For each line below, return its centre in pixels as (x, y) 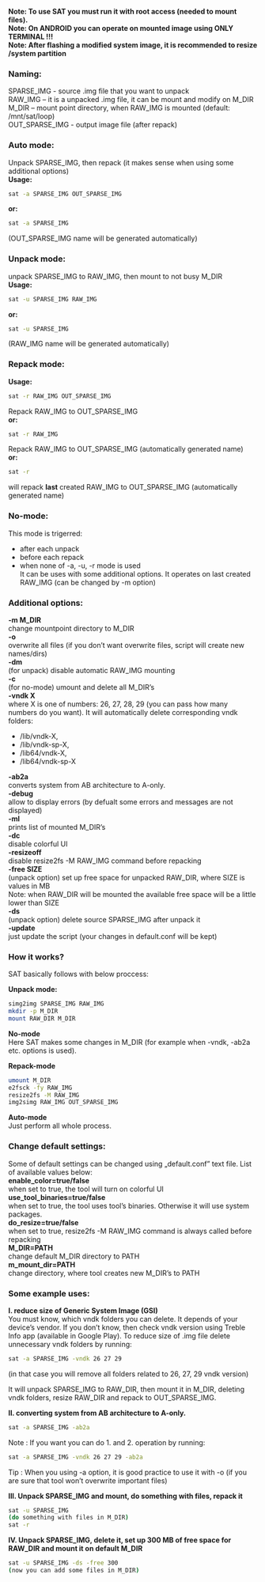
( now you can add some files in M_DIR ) (74, 1571)
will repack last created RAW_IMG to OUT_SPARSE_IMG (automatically (123, 487)
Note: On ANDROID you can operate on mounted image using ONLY (121, 28)
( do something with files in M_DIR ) (68, 1518)
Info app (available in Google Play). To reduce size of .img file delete (119, 1335)
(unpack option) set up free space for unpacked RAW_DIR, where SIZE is (127, 877)
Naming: (25, 74)
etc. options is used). (42, 1050)
